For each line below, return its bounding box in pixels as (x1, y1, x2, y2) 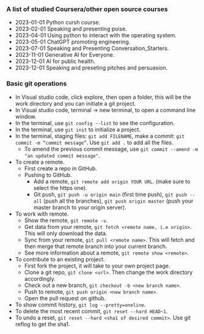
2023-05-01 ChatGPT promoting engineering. (15, 38, 131, 46)
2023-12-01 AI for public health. (15, 57, 96, 65)
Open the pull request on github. (24, 294, 106, 302)
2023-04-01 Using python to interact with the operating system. (15, 32, 177, 39)
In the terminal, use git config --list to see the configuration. (15, 119, 175, 126)
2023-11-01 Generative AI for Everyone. (15, 51, 115, 59)
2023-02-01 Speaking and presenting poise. (15, 25, 127, 32)
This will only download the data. (24, 230, 107, 237)
